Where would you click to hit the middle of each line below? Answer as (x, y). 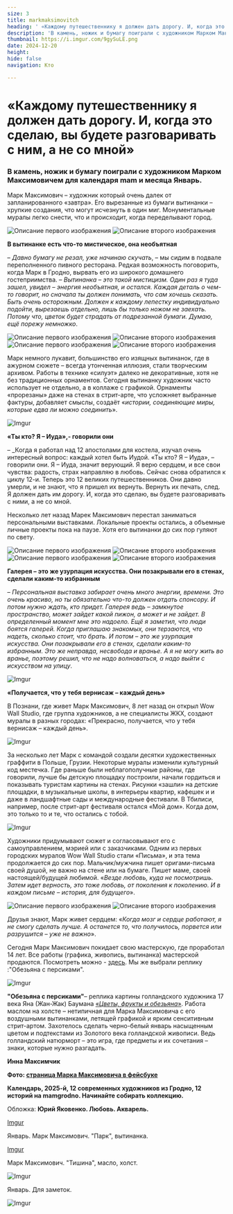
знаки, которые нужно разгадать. (57, 1048)
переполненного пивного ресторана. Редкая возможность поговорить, (113, 265)
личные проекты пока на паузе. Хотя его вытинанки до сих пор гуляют (112, 530)
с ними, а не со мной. (39, 502)
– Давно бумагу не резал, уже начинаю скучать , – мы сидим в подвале (114, 258)
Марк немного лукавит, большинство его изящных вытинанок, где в (109, 358)
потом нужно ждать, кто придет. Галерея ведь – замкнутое (95, 607)
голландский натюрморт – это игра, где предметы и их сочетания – (107, 1041)
